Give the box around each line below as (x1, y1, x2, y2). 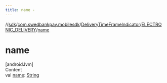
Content (5, 66, 22, 72)
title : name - (5, 7, 35, 13)
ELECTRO (141, 21, 162, 27)
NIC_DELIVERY (5, 26, 36, 33)
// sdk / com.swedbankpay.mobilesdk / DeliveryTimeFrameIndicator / (5, 21, 142, 27)
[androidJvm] (5, 61, 34, 67)
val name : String (5, 72, 39, 78)
